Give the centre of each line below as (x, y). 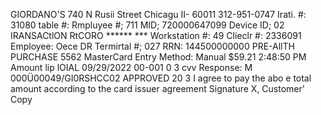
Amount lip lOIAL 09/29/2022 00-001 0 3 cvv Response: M (131, 67)
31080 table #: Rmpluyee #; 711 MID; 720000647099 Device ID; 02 (147, 25)
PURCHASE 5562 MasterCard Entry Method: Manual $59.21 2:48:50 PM (158, 57)
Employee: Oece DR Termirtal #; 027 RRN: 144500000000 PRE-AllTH (152, 46)
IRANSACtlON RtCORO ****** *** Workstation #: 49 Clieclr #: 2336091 (156, 35)
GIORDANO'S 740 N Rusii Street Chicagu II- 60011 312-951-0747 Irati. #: (158, 14)
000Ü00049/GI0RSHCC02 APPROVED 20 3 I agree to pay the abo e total (161, 78)
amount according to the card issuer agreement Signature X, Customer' (157, 88)
